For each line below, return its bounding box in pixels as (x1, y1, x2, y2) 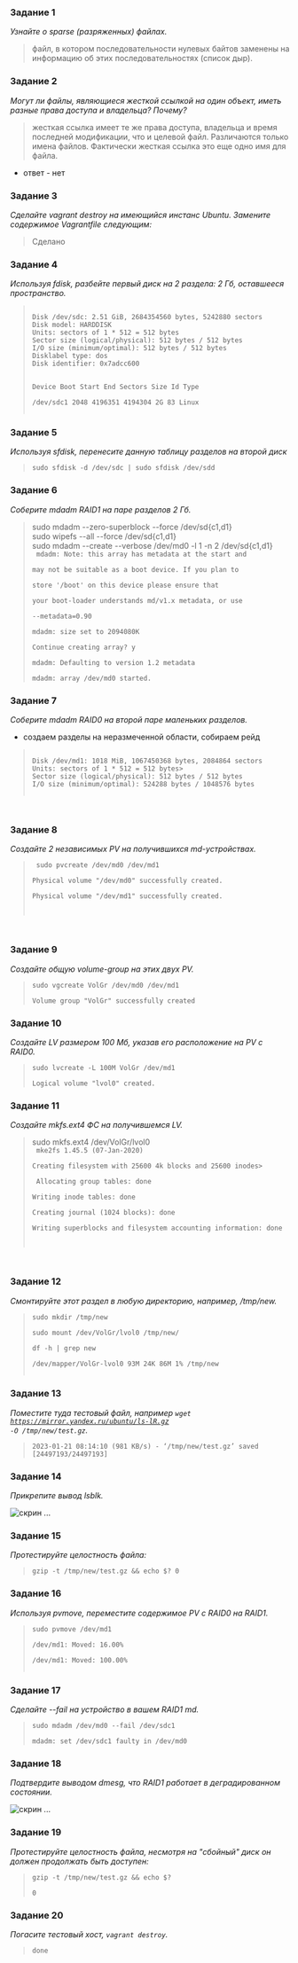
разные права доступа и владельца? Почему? (10, 105, 187, 115)
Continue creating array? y (31, 643, 136, 652)
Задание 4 (10, 258, 59, 270)
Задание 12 (10, 1275, 61, 1287)
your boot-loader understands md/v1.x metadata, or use (31, 596, 243, 605)
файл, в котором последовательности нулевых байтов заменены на (31, 43, 290, 54)
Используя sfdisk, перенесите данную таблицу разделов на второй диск (10, 446, 287, 458)
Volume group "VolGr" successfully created (31, 996, 196, 1005)
